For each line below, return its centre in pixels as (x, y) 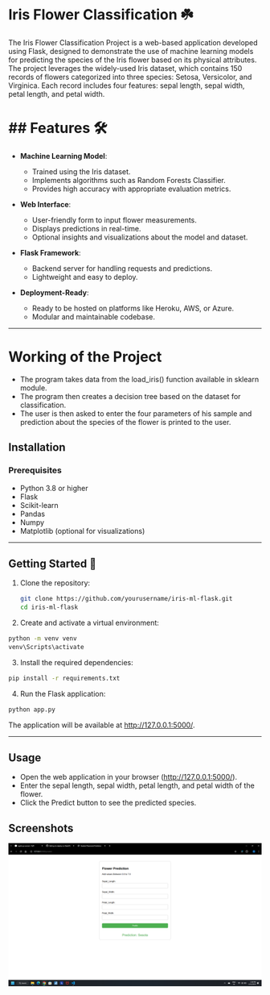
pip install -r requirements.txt (64, 678)
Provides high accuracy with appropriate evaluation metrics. (131, 189)
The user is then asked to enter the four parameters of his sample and (136, 413)
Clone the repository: (55, 583)
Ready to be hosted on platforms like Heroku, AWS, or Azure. (133, 308)
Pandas (33, 514)
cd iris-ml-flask (49, 608)
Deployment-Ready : (54, 292)
